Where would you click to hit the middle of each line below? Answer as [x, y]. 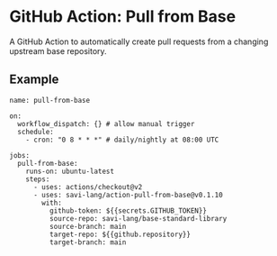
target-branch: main [88, 242]
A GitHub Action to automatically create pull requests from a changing [139, 41]
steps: [38, 179]
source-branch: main [88, 226]
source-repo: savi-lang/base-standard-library [138, 218]
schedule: [36, 132]
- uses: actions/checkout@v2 [88, 187]
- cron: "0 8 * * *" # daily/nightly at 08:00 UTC [122, 140]
